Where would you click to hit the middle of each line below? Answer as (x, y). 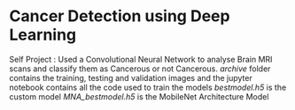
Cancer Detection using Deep (120, 16)
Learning (43, 35)
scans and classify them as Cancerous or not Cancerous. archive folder (140, 69)
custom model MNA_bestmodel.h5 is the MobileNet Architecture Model (139, 96)
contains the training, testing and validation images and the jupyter (131, 77)
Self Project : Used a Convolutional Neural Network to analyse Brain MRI (141, 59)
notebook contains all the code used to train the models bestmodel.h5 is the (148, 87)
